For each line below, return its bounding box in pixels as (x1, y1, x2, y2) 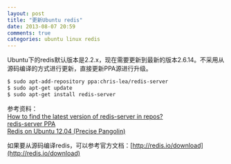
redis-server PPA (7, 119, 56, 128)
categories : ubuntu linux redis (7, 36, 100, 43)
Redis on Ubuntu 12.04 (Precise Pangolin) (7, 127, 126, 135)
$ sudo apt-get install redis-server (7, 91, 116, 98)
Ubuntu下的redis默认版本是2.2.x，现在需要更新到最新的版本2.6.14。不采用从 (7, 56, 225, 64)
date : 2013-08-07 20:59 (7, 23, 76, 30)
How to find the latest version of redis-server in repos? (7, 112, 164, 120)
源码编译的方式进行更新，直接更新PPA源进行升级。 (7, 64, 152, 73)
